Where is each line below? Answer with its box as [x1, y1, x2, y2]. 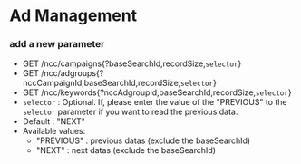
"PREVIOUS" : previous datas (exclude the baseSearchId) [35, 135, 251, 146]
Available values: [22, 126, 86, 137]
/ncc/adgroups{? [40, 68, 104, 79]
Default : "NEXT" [22, 116, 86, 127]
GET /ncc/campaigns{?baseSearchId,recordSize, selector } [22, 58, 242, 69]
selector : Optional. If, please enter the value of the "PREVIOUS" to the [22, 97, 287, 108]
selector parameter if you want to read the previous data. [22, 106, 238, 118]
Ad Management [9, 5, 138, 26]
